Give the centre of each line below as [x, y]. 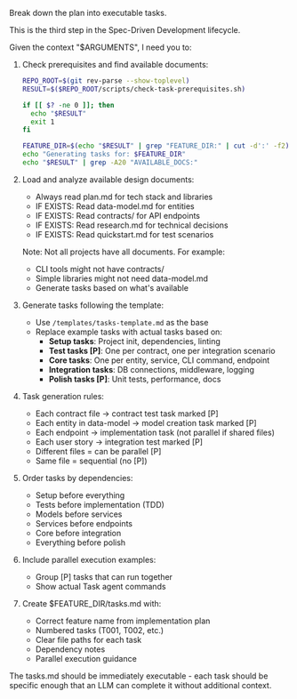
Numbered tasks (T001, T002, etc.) [100, 630]
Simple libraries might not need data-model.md [122, 278]
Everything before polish [80, 542]
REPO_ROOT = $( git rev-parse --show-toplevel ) [106, 81]
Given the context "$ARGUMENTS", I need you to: [101, 47]
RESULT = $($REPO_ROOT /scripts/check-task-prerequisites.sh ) [134, 89]
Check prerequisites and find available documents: [115, 64]
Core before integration [78, 533]
